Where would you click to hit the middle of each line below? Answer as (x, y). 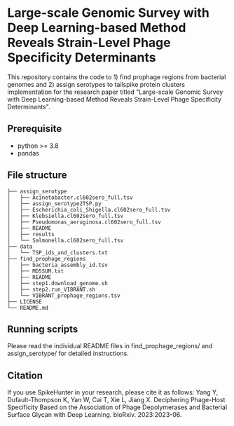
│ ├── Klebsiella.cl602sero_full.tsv (66, 216)
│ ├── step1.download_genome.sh (58, 283)
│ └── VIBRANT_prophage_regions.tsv (64, 296)
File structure (37, 176)
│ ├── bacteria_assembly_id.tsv (58, 265)
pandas (28, 153)
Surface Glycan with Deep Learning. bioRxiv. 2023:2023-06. (95, 415)
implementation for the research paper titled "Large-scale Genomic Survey (115, 92)
